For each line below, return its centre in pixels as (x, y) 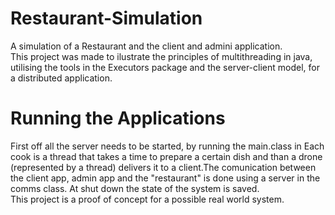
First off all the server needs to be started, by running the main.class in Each (167, 146)
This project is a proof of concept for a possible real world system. (147, 199)
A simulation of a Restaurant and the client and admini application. (146, 46)
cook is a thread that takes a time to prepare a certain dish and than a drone (166, 156)
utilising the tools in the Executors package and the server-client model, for (165, 67)
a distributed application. (61, 78)
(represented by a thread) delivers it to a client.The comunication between (163, 167)
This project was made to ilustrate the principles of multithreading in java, (161, 56)
